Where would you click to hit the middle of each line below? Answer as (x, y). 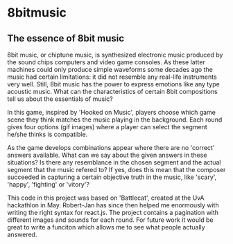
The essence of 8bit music (66, 38)
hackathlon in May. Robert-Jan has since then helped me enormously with (113, 205)
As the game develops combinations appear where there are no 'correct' (111, 148)
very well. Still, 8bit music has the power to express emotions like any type (113, 84)
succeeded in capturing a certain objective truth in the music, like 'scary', (112, 177)
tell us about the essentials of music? (60, 99)
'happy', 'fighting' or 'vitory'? (49, 184)
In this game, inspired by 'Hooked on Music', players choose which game (112, 112)
